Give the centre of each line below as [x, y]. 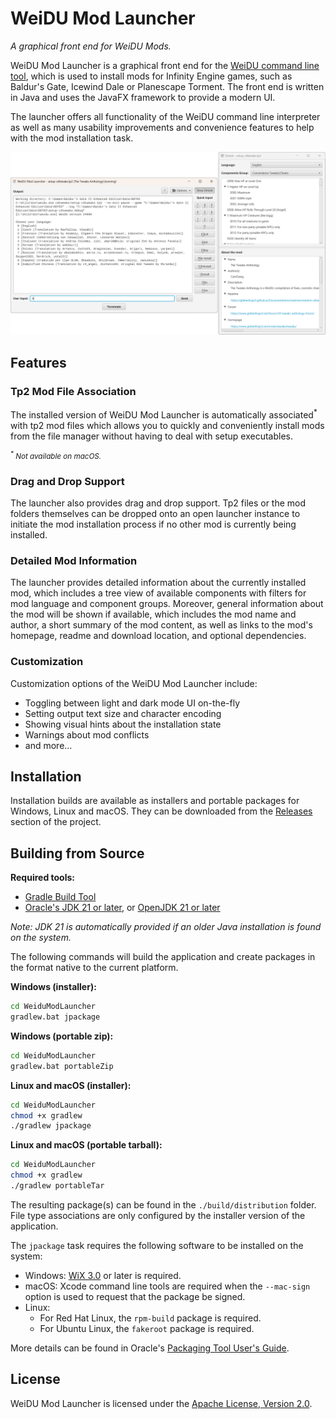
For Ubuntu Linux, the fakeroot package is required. [147, 1328]
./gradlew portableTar [57, 1186]
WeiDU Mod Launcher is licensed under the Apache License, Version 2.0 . [161, 1403]
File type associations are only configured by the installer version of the [158, 1215]
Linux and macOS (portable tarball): [86, 1145]
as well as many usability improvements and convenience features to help [162, 127]
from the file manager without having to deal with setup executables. [152, 436]
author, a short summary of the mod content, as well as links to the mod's [161, 625]
